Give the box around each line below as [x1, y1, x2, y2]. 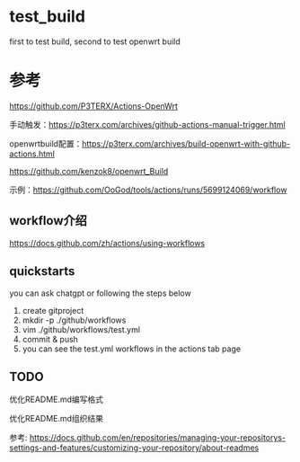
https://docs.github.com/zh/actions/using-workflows [9, 237, 206, 248]
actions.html [9, 148, 56, 159]
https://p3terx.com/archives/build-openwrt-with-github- [82, 138, 291, 149]
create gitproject [22, 305, 84, 315]
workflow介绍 [9, 213, 87, 228]
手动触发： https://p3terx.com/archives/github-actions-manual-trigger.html [9, 119, 286, 129]
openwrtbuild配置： [9, 138, 83, 149]
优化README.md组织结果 [9, 413, 104, 424]
